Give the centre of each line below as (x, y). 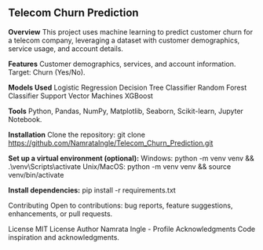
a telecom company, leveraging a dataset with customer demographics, (124, 40)
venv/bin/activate (36, 175)
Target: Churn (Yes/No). (47, 72)
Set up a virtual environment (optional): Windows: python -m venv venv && (131, 158)
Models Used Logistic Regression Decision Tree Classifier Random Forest (128, 87)
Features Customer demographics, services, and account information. (122, 64)
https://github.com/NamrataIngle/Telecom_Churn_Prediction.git (111, 143)
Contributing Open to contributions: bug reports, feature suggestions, (121, 205)
